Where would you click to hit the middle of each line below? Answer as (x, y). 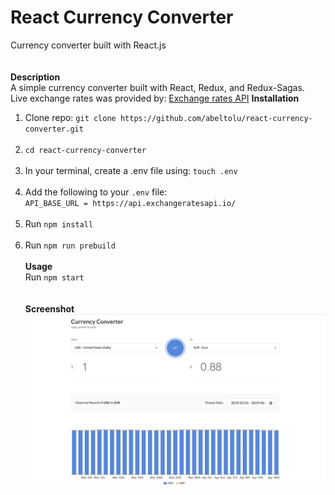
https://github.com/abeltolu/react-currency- (216, 118)
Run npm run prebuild (70, 245)
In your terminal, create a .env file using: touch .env (131, 170)
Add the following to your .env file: (96, 192)
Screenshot (49, 308)
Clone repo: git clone (70, 117)
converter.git (54, 129)
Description (35, 77)
